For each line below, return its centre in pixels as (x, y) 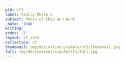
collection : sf (21, 42)
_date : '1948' (20, 24)
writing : (14, 28)
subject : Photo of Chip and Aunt (40, 19)
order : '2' (17, 33)
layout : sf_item (22, 38)
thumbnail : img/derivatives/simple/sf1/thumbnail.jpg (63, 47)
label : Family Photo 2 (29, 14)
